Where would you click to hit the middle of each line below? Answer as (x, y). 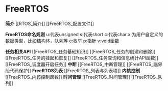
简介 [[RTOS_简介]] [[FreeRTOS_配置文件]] (50, 23)
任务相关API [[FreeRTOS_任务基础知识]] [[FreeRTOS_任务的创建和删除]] (80, 51)
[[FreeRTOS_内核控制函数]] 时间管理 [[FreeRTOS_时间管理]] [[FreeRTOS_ (82, 77)
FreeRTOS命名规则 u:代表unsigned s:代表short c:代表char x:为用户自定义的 (84, 34)
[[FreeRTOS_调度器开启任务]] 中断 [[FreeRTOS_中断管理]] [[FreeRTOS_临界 (84, 64)
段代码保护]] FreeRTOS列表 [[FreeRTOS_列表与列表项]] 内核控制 (73, 70)
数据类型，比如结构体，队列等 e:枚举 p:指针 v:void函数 (62, 41)
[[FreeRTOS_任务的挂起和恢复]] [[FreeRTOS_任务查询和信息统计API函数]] (82, 58)
